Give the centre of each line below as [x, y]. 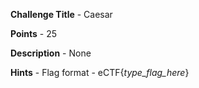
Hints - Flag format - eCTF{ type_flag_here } [100, 72]
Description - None [51, 53]
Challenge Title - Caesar [61, 14]
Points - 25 [34, 33]
